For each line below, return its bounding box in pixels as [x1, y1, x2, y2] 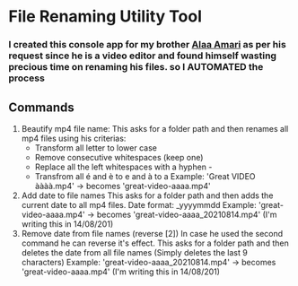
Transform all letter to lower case [34, 142, 158, 153]
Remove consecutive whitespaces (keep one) [34, 152, 204, 162]
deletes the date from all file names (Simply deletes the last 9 [21, 247, 248, 257]
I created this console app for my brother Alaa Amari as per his [8, 39, 286, 51]
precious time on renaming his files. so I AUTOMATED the [8, 61, 264, 74]
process [8, 72, 46, 84]
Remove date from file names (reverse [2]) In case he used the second [21, 228, 284, 238]
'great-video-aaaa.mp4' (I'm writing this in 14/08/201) [21, 266, 221, 277]
